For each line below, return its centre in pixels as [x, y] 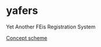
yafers [22, 11]
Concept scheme [27, 38]
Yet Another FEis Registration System [51, 27]
